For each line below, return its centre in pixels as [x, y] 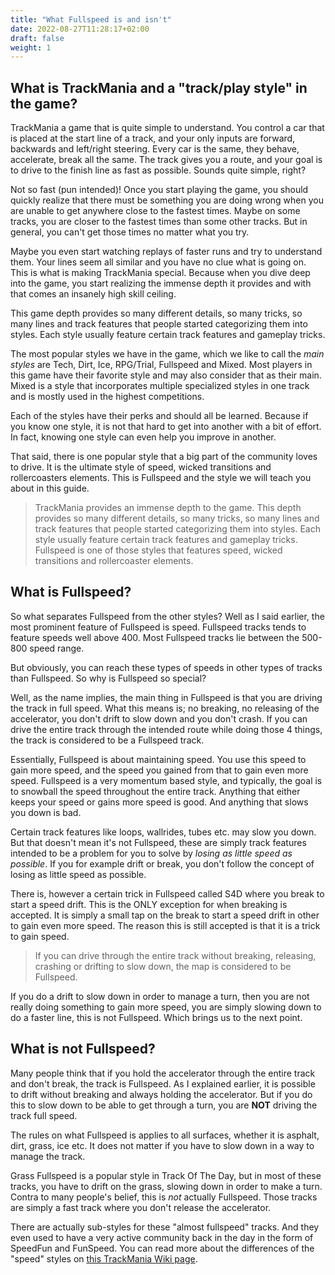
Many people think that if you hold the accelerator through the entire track [163, 1073]
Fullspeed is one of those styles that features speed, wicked [158, 550]
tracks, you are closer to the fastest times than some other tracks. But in [159, 222]
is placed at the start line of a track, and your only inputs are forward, [153, 138]
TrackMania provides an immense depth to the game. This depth [168, 508]
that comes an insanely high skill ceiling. [93, 294]
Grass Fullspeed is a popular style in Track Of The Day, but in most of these [166, 1175]
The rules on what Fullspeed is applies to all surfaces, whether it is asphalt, [165, 1135]
